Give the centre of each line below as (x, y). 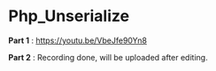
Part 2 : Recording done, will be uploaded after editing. (108, 57)
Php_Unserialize (69, 16)
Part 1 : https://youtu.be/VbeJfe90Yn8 (78, 40)
